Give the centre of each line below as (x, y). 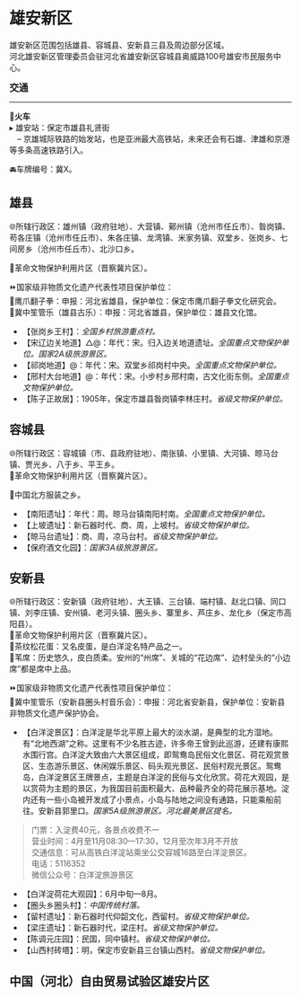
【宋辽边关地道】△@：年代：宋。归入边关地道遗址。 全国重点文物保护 (151, 342)
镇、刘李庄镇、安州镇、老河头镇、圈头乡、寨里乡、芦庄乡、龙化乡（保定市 (146, 613)
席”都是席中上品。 (43, 669)
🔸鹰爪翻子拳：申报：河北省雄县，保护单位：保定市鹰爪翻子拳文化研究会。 (146, 301)
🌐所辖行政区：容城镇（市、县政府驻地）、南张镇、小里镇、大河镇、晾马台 (144, 453)
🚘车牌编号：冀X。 (43, 169)
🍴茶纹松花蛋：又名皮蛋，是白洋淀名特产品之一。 (99, 647)
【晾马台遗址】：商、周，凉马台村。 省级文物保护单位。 (122, 536)
